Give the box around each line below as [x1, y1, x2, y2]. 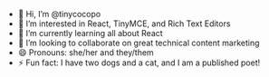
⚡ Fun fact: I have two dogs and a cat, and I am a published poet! [17, 57, 261, 68]
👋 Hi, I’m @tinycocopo [17, 9, 101, 19]
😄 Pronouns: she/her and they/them [17, 47, 154, 58]
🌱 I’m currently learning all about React [17, 28, 163, 38]
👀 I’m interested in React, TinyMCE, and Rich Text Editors [17, 18, 231, 29]
